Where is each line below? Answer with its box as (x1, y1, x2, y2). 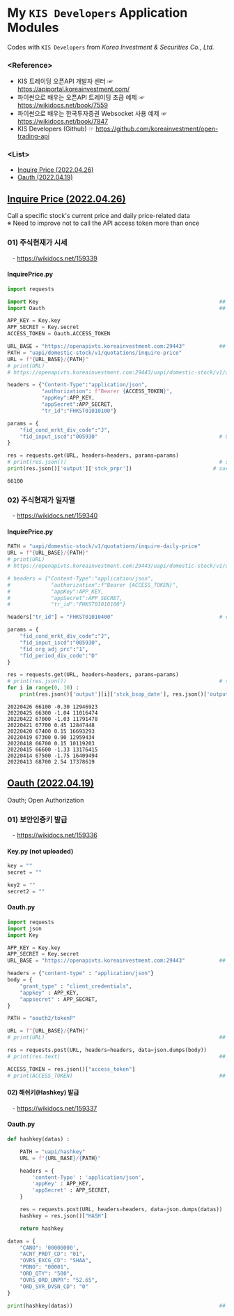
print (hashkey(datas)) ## (7, 1302, 226, 1309)
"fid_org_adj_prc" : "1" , (19, 645, 89, 652)
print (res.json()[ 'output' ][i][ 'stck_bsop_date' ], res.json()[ (19, 691, 208, 698)
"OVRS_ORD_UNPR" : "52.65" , (19, 1276, 98, 1283)
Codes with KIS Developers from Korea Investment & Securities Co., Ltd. (7, 43, 214, 51)
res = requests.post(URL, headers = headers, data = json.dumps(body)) (7, 1046, 208, 1054)
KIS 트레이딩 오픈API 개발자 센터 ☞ (17, 77, 114, 85)
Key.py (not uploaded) (7, 847, 74, 855)
